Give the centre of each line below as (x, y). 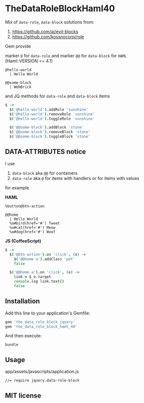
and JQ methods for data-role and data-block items (58, 96)
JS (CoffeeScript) (23, 241)
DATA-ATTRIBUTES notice (46, 152)
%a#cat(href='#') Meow (32, 227)
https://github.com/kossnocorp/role (48, 37)
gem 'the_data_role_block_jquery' (40, 322)
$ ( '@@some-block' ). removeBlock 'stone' (50, 132)
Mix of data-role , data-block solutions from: (50, 22)
